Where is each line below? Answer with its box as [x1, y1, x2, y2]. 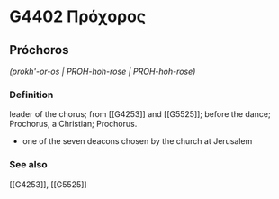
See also [9, 158, 48, 171]
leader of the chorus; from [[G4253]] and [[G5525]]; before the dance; [9, 109, 272, 120]
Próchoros [9, 42, 69, 58]
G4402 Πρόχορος [9, 6, 147, 27]
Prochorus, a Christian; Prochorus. [9, 119, 138, 130]
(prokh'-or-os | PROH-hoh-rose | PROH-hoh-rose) [9, 66, 196, 77]
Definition [9, 88, 54, 101]
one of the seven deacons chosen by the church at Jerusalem [22, 136, 253, 147]
